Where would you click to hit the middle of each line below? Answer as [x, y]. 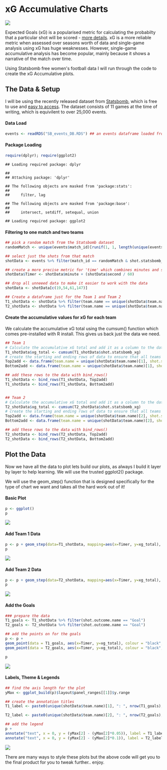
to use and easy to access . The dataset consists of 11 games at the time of [81, 106]
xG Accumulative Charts [57, 9]
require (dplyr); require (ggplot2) [41, 156]
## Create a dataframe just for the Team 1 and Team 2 [63, 297]
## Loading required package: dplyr [43, 164]
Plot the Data [26, 454]
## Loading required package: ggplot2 [45, 221]
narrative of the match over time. [39, 59]
